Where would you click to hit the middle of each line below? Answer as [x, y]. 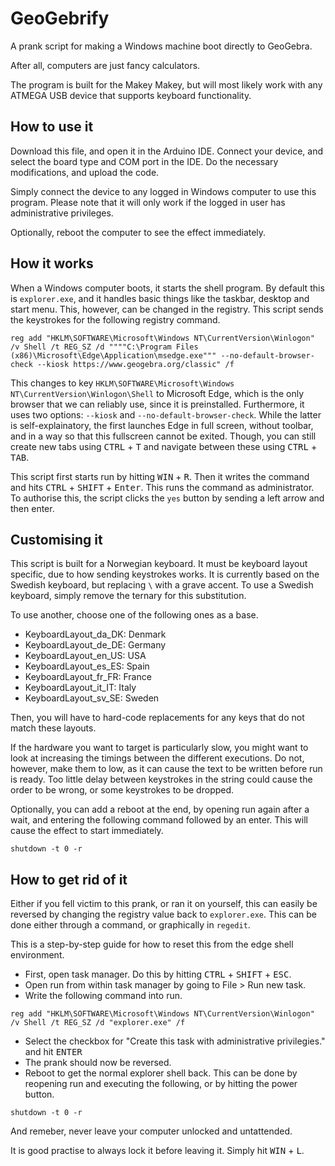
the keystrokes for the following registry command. [115, 319]
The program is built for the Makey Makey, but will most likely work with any [166, 84]
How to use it [52, 127]
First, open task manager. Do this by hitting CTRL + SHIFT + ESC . [158, 974]
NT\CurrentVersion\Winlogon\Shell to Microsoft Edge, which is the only [157, 393]
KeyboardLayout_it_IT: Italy [80, 688]
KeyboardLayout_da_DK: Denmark [95, 634]
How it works [52, 263]
